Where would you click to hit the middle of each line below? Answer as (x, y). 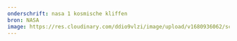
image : (17, 26)
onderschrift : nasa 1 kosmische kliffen (68, 14)
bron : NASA (23, 20)
